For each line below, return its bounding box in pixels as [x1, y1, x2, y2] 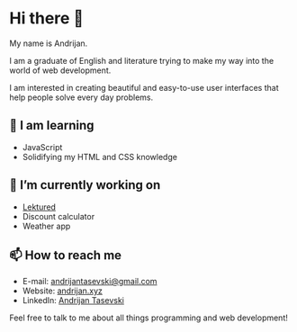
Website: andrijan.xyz [22, 285, 103, 296]
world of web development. [9, 65, 112, 76]
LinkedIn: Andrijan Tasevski [22, 295, 124, 306]
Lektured [22, 202, 57, 212]
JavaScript [22, 141, 63, 152]
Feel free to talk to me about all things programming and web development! [9, 312, 288, 323]
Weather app [22, 220, 71, 231]
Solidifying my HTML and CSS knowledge [22, 151, 178, 162]
